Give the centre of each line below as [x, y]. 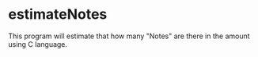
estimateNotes [58, 14]
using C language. [38, 44]
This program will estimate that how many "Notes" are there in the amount [129, 36]
